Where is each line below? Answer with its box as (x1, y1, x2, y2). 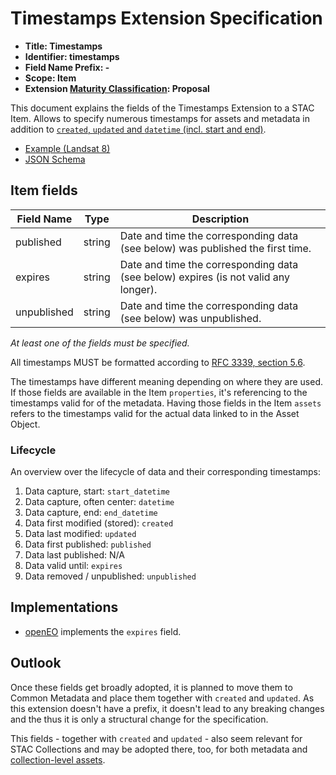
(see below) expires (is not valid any (119, 270, 290, 284)
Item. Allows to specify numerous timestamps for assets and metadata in (10, 112, 310, 124)
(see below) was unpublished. (119, 311, 262, 325)
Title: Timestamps (24, 40, 103, 52)
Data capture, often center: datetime (24, 496, 175, 508)
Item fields (10, 182, 78, 199)
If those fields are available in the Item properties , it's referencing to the (10, 386, 308, 398)
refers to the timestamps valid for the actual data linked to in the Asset (10, 407, 300, 419)
